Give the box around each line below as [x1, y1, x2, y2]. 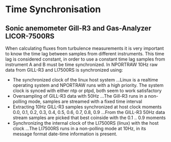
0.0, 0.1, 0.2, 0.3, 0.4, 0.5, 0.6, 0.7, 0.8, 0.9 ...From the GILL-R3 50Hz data [12, 109, 165, 115]
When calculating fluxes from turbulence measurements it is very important [5, 45, 164, 51]
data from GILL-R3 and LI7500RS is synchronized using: [5, 67, 124, 73]
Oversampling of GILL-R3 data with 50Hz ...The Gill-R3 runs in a [12, 93, 147, 99]
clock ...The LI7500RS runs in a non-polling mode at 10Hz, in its [12, 126, 146, 131]
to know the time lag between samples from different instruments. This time [5, 51, 165, 56]
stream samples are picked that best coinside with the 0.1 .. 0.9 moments [12, 115, 166, 121]
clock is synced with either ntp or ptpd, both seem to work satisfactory [12, 88, 162, 94]
